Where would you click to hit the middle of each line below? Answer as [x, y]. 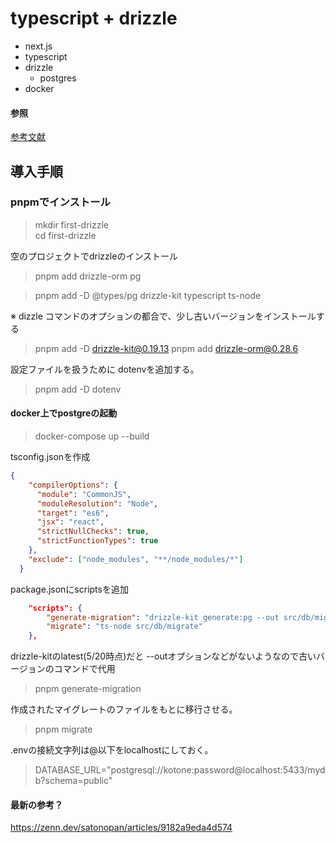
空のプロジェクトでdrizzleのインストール [94, 256]
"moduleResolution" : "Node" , [97, 503]
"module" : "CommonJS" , [84, 494]
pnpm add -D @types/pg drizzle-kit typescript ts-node [148, 295]
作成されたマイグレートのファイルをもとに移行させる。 [124, 709]
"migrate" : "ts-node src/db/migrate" [124, 627]
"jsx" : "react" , [70, 522]
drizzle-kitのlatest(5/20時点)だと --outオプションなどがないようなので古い [163, 656]
